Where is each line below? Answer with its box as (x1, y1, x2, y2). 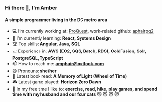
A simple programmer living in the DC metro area (5, 17, 108, 23)
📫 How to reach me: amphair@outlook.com (12, 61, 104, 67)
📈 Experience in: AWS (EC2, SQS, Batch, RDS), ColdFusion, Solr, (12, 48, 147, 54)
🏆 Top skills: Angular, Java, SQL (12, 41, 80, 47)
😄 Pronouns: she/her (12, 68, 57, 74)
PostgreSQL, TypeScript (12, 55, 63, 61)
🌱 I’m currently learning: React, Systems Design (12, 35, 111, 41)
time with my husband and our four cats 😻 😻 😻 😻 (12, 91, 119, 97)
